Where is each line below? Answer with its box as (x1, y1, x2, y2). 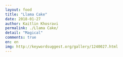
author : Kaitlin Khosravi (5, 21, 58, 26)
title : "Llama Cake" (5, 12, 48, 17)
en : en (5, 40, 19, 45)
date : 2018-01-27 (5, 16, 41, 21)
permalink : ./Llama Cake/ (5, 26, 58, 31)
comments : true (5, 35, 37, 40)
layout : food (5, 7, 32, 12)
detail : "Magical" (5, 30, 43, 35)
